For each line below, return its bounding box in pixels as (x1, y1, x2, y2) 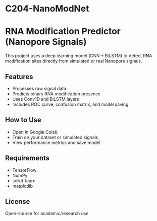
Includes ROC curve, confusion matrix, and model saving (12, 101, 129, 107)
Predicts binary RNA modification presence (12, 90, 101, 97)
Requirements (5, 154, 50, 162)
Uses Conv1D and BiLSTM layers (12, 96, 79, 102)
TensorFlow (12, 167, 37, 173)
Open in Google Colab (12, 129, 58, 135)
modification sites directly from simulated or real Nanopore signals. (5, 58, 142, 64)
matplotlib (12, 183, 33, 189)
